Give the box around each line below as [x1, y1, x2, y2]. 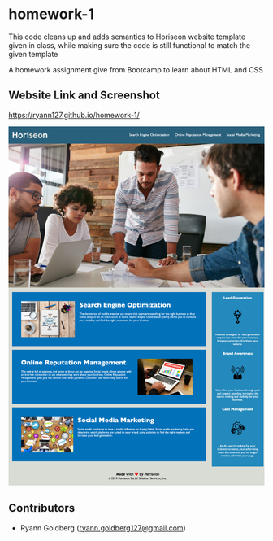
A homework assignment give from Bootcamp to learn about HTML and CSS [8, 64, 264, 74]
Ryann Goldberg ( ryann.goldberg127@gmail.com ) [19, 522, 187, 533]
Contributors [8, 501, 76, 515]
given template [8, 49, 58, 59]
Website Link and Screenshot [8, 89, 160, 103]
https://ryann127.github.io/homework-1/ [8, 110, 140, 120]
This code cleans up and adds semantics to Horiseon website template [8, 32, 246, 41]
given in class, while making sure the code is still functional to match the [8, 40, 250, 50]
